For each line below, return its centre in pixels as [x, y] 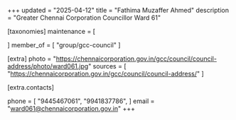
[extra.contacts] [31, 87]
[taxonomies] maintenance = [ [52, 31]
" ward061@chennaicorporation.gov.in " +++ [71, 108]
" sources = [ [107, 66]
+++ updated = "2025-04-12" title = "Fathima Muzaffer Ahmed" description [118, 10]
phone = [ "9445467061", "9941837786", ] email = [81, 101]
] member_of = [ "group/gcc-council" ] [64, 45]
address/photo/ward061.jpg [48, 66]
